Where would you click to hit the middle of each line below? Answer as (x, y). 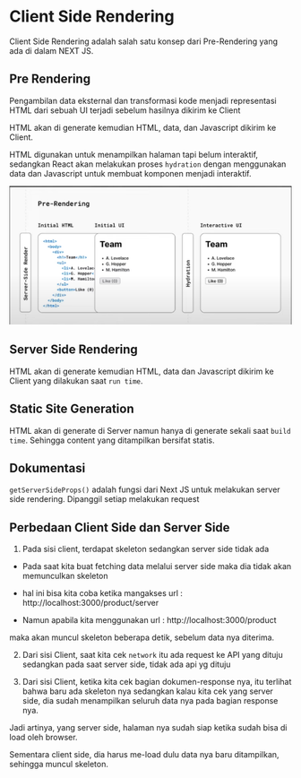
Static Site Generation (72, 409)
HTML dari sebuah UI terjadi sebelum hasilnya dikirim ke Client (125, 110)
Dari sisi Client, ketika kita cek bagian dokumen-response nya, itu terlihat (157, 682)
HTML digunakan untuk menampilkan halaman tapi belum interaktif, (133, 154)
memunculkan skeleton (65, 576)
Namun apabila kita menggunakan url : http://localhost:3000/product (149, 620)
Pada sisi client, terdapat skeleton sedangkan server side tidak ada (146, 549)
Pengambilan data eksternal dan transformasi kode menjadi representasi (143, 100)
